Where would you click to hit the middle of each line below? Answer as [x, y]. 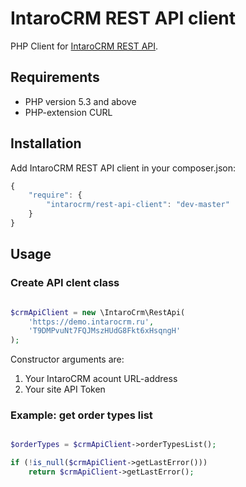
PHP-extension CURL [68, 112]
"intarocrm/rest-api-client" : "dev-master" [138, 205]
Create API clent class [65, 283]
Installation [46, 143]
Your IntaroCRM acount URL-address [101, 379]
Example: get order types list [81, 415]
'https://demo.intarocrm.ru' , [91, 322]
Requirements [55, 77]
